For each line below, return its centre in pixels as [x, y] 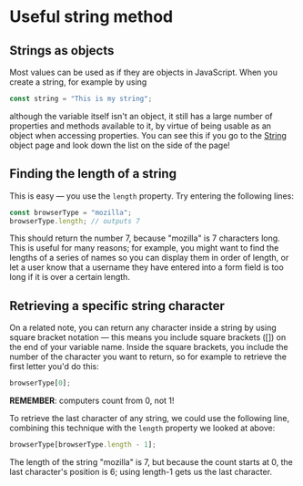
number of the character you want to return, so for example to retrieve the [148, 357]
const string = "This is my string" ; [81, 98]
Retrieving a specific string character [117, 306]
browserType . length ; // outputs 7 [75, 221]
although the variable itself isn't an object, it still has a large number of [141, 116]
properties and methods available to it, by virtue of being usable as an [140, 126]
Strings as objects [62, 51]
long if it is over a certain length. [70, 277]
